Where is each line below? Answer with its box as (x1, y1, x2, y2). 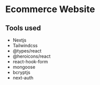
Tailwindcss (12, 42, 38, 49)
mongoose (12, 64, 36, 70)
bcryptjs (12, 69, 31, 75)
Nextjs (12, 37, 27, 43)
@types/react (12, 48, 42, 54)
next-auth (12, 75, 34, 80)
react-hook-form (12, 59, 48, 64)
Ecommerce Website (5, 4, 95, 15)
